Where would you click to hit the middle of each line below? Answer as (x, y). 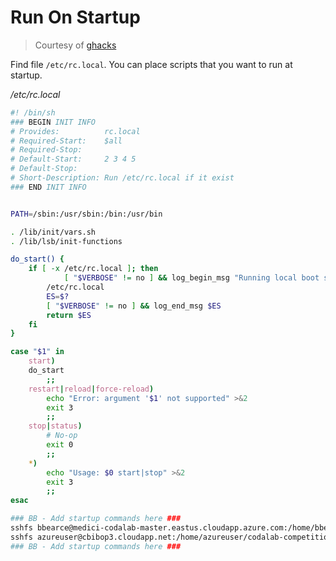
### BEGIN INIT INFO (53, 122)
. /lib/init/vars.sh (53, 232)
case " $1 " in (37, 352)
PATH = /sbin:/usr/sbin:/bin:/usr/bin (86, 214)
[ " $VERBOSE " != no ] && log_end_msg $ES (134, 306)
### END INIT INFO (48, 187)
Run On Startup (75, 17)
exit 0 (60, 445)
